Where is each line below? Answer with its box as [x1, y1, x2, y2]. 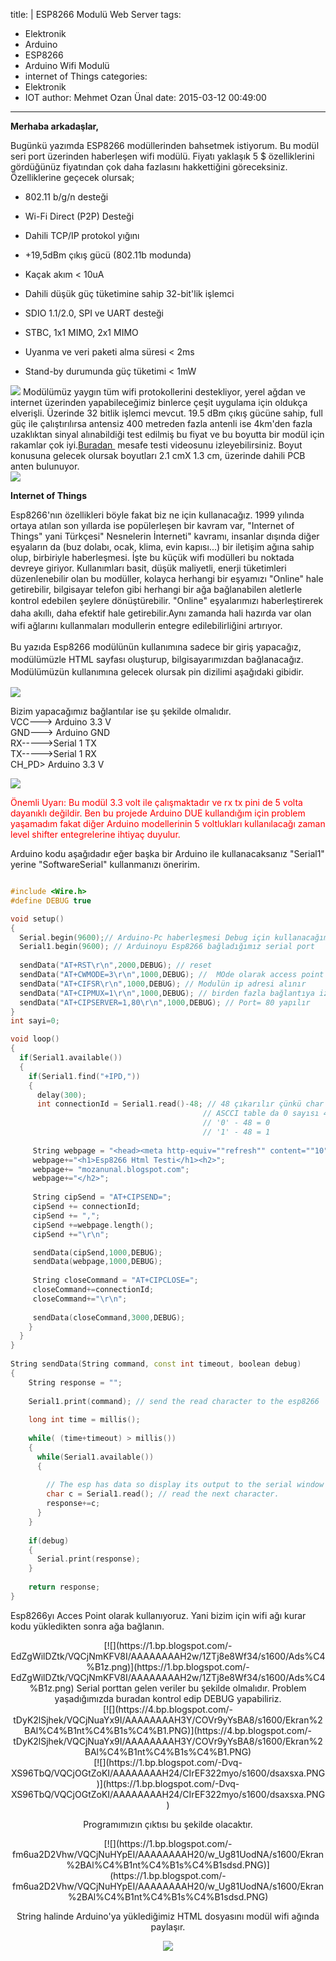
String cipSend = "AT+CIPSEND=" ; [32, 1192, 172, 1203]
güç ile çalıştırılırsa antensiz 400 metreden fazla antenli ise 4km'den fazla [10, 418, 313, 429]
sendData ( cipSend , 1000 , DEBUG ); [32, 1247, 163, 1258]
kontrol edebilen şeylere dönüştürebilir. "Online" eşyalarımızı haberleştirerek [10, 595, 324, 606]
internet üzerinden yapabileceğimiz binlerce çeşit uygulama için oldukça [10, 397, 308, 408]
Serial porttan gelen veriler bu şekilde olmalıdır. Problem [76, 1682, 307, 1694]
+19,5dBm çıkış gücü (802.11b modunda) [24, 249, 192, 261]
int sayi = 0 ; [10, 1016, 60, 1026]
